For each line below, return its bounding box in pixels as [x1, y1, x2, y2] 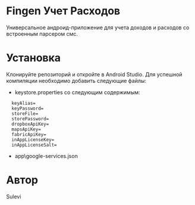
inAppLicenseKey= [11, 136, 55, 142]
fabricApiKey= [11, 131, 46, 138]
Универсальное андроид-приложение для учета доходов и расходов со [6, 24, 190, 31]
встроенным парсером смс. [6, 30, 78, 37]
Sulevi [6, 192, 21, 200]
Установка [6, 51, 61, 65]
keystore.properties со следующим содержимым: [14, 88, 141, 96]
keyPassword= [11, 105, 44, 111]
